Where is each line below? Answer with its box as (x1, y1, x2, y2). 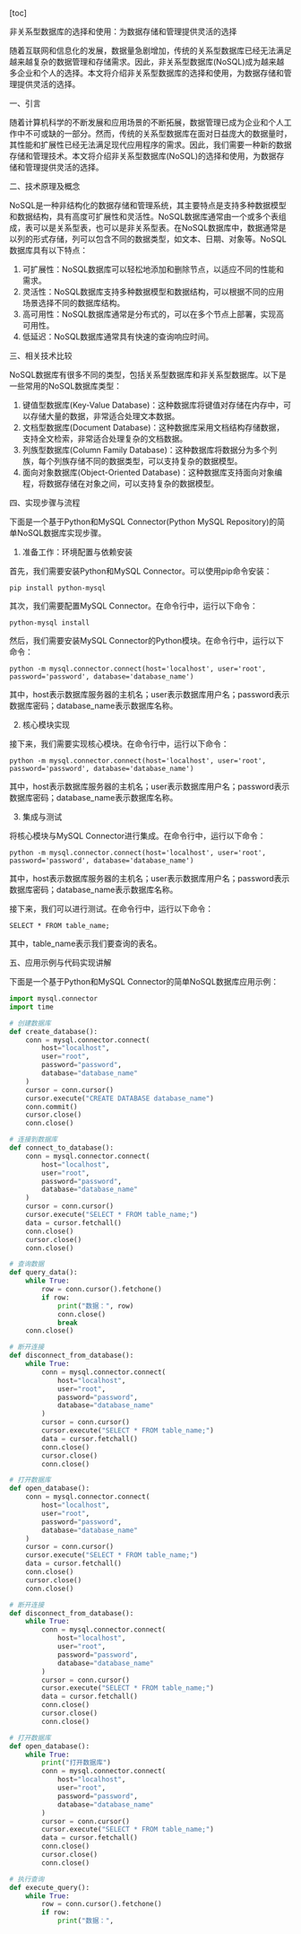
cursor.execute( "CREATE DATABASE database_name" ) (25, 1094, 215, 1103)
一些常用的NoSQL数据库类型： (9, 381, 123, 391)
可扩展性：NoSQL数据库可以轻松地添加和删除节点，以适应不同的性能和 (21, 264, 285, 275)
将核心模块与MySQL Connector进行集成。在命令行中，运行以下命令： (9, 830, 266, 841)
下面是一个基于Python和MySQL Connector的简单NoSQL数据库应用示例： (9, 976, 279, 986)
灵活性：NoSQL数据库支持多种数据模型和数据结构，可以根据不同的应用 (21, 286, 285, 297)
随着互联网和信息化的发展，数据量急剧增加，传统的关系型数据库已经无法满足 (9, 45, 292, 56)
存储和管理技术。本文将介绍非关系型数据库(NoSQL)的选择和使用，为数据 (9, 151, 277, 161)
